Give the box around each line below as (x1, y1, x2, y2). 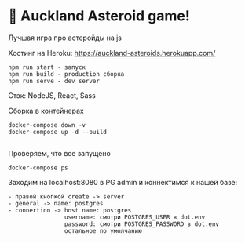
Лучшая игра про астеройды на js (8, 33, 122, 42)
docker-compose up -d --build (8, 128, 108, 136)
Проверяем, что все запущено (8, 148, 112, 158)
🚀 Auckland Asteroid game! (8, 7, 190, 25)
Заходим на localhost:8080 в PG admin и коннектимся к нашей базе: (8, 177, 238, 187)
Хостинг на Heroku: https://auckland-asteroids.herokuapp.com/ (8, 48, 216, 57)
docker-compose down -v (8, 121, 86, 129)
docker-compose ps (8, 164, 68, 172)
